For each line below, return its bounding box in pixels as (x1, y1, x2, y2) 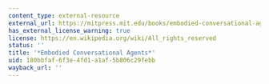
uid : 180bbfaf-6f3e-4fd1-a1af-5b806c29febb (8, 57, 156, 65)
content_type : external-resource (8, 11, 120, 20)
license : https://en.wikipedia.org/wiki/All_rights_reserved (8, 34, 217, 42)
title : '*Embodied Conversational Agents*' (8, 49, 156, 57)
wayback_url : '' (8, 64, 62, 72)
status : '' (8, 42, 45, 50)
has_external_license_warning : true (8, 26, 130, 34)
